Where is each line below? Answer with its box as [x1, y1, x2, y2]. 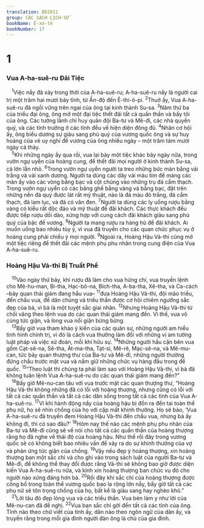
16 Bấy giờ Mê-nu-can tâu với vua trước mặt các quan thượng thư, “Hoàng [12, 378, 195, 387]
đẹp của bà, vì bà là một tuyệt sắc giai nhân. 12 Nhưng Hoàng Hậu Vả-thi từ [6, 303, 193, 311]
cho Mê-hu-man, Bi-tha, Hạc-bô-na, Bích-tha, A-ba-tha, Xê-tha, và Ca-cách [6, 282, 198, 290]
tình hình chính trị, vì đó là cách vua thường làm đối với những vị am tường [6, 330, 192, 338]
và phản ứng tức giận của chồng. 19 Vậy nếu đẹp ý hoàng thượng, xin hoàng [6, 446, 195, 454]
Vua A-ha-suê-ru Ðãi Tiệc [6, 74, 85, 82]
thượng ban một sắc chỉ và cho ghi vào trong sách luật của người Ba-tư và [6, 454, 192, 461]
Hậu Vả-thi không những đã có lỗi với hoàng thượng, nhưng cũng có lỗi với [6, 385, 193, 393]
